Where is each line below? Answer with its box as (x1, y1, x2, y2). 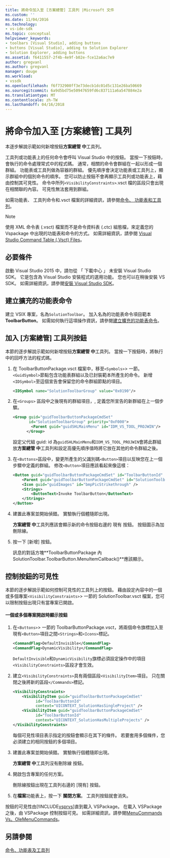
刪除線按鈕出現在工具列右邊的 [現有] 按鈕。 (12, 782, 103, 788)
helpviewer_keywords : (5, 36, 51, 41)
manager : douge (5, 69, 38, 74)
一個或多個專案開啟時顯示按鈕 (5, 612, 67, 618)
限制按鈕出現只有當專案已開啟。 (9, 599, 77, 605)
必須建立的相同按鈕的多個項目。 (12, 738, 80, 744)
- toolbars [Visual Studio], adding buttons (5, 41, 101, 46)
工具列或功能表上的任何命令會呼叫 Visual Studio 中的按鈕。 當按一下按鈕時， (5, 154, 165, 160)
